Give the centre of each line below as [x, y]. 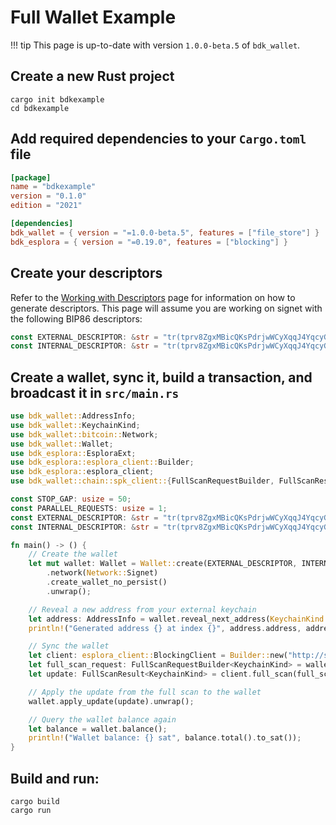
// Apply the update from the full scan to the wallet [145, 692]
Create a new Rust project [92, 76]
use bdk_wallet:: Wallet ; [62, 444]
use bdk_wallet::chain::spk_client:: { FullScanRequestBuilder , [142, 481]
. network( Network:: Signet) [102, 573]
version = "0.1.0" [48, 196]
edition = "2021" [46, 206]
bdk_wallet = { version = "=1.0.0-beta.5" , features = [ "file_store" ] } [165, 232]
